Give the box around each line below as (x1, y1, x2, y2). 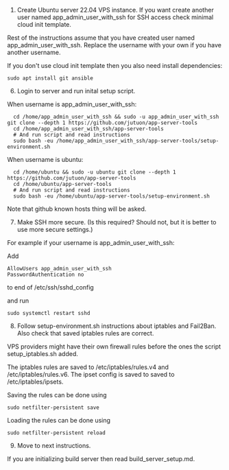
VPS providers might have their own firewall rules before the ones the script (7, 342, 221, 351)
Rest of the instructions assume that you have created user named (7, 34, 195, 42)
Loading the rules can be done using (7, 416, 111, 424)
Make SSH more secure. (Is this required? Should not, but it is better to (16, 218, 217, 226)
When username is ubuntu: (7, 156, 84, 163)
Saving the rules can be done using (7, 391, 108, 399)
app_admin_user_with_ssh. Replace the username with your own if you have (7, 41, 221, 49)
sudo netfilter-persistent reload (7, 430, 106, 436)
